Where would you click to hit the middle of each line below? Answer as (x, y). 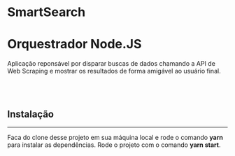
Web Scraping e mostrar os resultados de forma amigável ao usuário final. (114, 71)
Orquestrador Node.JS (74, 44)
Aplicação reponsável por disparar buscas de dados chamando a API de (111, 64)
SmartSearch (47, 12)
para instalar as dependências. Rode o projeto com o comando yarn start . (114, 145)
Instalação (31, 114)
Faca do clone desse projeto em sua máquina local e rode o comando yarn (115, 137)
